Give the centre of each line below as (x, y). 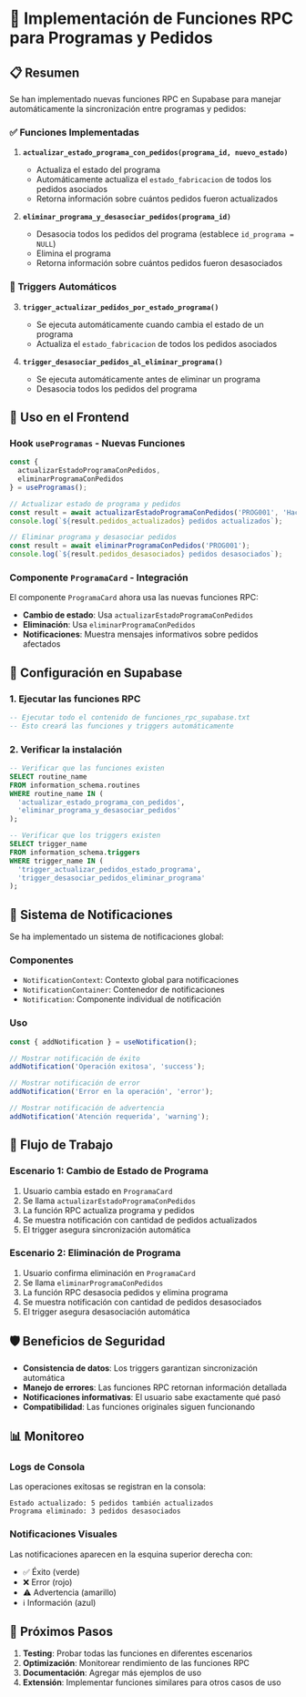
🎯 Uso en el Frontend (69, 417)
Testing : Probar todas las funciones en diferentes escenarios (138, 1653)
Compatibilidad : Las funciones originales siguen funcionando (138, 1406)
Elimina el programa (73, 253)
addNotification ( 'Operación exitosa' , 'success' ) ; (107, 1067)
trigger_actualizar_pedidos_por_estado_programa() (121, 307)
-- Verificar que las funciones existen (87, 769)
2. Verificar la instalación (66, 749)
